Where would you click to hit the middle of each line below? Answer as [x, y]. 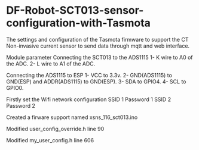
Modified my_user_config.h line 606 [50, 140]
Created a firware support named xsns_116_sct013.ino [72, 117]
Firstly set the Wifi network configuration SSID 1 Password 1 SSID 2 [89, 99]
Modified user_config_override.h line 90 [55, 129]
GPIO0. [15, 87]
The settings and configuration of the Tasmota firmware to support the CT [97, 39]
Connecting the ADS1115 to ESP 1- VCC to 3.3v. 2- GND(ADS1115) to [89, 75]
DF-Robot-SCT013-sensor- [75, 10]
